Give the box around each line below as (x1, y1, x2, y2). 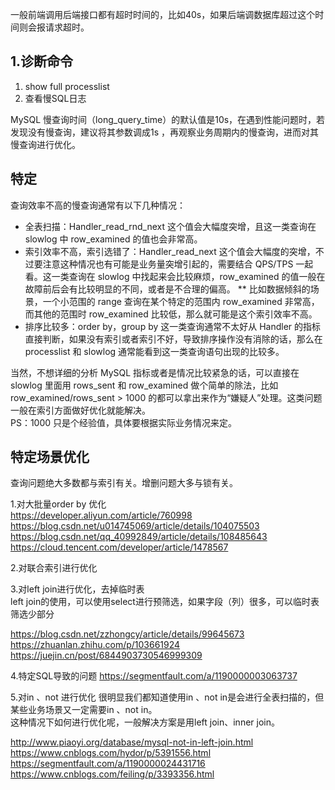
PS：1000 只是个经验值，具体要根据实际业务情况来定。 (10, 416, 238, 428)
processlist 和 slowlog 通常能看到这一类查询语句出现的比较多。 (24, 345, 285, 357)
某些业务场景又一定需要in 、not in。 (10, 704, 158, 716)
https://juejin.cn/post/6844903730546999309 (10, 649, 203, 662)
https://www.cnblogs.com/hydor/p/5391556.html (10, 747, 212, 759)
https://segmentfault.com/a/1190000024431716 (10, 758, 206, 770)
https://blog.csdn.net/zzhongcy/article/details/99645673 (10, 628, 245, 640)
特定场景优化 (10, 449, 90, 466)
